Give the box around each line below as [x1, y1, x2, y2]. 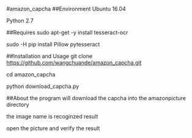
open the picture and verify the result [6, 125, 100, 132]
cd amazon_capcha [6, 71, 56, 78]
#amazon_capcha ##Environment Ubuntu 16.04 [6, 5, 127, 12]
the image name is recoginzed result [6, 113, 98, 120]
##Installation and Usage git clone [6, 53, 93, 60]
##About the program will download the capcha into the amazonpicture [6, 95, 186, 101]
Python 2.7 [6, 17, 34, 24]
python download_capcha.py [6, 82, 79, 90]
